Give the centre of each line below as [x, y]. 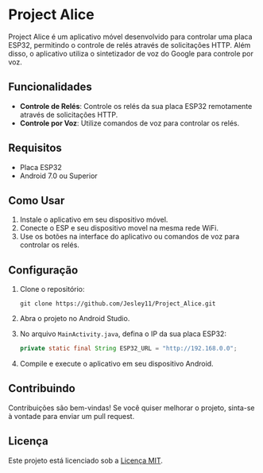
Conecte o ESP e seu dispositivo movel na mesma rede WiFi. [119, 228]
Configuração [43, 270]
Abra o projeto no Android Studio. [75, 319]
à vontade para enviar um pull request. [72, 416]
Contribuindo [42, 388]
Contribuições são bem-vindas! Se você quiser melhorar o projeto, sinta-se [131, 408]
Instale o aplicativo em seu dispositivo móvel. [94, 219]
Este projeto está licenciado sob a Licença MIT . [85, 460]
